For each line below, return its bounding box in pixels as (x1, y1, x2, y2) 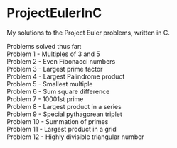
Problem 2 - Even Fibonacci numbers (6, 57, 116, 65)
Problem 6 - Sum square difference (6, 87, 110, 96)
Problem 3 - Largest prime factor (6, 64, 103, 73)
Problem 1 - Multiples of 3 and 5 (6, 50, 100, 58)
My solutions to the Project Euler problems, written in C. (6, 28, 170, 37)
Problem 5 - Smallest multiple (6, 79, 93, 88)
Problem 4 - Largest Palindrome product (6, 72, 125, 81)
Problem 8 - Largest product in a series (6, 102, 122, 110)
